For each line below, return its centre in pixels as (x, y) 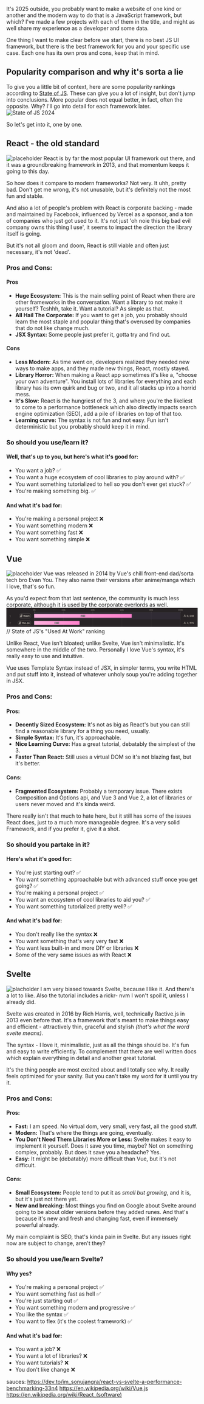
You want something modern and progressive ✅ (75, 1308)
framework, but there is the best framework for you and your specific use (98, 46)
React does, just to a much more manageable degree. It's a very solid (93, 822)
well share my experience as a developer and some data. (77, 28)
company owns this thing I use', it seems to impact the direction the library (99, 227)
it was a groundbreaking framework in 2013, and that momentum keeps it (98, 164)
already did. (21, 1002)
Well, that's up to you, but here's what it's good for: (72, 457)
